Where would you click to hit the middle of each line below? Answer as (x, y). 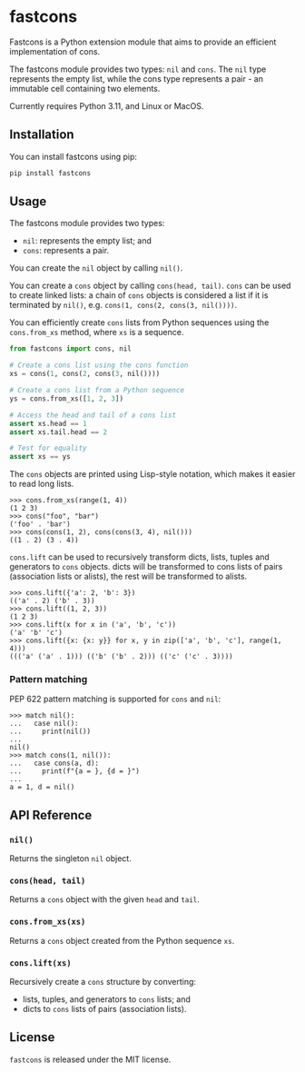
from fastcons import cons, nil (70, 349)
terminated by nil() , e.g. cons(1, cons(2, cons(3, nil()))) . (123, 305)
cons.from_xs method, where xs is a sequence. (97, 333)
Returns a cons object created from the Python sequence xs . (122, 940)
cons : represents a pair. (66, 251)
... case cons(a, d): (54, 764)
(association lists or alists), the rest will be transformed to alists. (128, 576)
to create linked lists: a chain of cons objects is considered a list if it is (139, 295)
